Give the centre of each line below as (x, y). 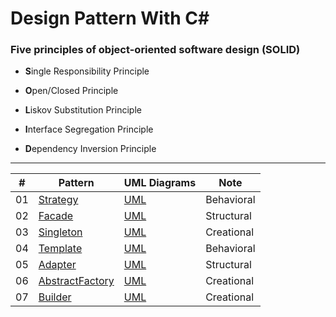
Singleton (60, 232)
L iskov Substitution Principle (83, 110)
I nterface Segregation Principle (89, 129)
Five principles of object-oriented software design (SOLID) (155, 50)
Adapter (57, 265)
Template (60, 249)
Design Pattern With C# (110, 18)
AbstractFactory (76, 281)
